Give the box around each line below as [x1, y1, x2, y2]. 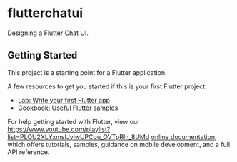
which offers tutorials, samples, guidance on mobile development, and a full [7, 140, 231, 148]
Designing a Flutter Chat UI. [7, 29, 89, 37]
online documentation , [151, 132, 217, 141]
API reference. [7, 148, 50, 156]
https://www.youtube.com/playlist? [7, 125, 111, 133]
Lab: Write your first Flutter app [17, 96, 111, 104]
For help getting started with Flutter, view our [7, 117, 140, 126]
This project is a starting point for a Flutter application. [7, 68, 167, 76]
